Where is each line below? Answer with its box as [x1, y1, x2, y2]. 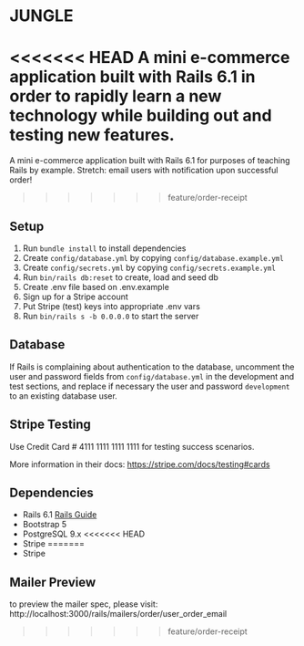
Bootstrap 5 [22, 519, 67, 530]
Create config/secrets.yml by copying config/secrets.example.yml [22, 262, 276, 273]
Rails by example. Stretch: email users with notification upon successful [9, 165, 279, 176]
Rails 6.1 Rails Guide [22, 509, 97, 520]
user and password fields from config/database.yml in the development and [9, 370, 295, 381]
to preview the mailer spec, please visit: [9, 599, 158, 610]
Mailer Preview [9, 574, 96, 589]
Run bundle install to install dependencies [22, 243, 187, 254]
